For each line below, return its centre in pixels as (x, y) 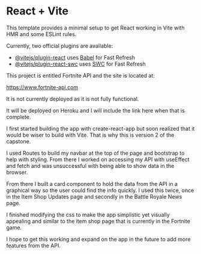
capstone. (19, 141)
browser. (17, 172)
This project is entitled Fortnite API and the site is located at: (80, 75)
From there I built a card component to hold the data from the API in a (92, 184)
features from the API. (34, 246)
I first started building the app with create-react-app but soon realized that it (100, 128)
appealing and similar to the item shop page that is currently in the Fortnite (98, 221)
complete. (19, 117)
